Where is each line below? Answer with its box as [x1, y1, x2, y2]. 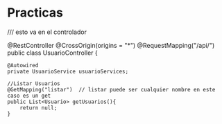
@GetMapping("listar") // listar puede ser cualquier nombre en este [7, 86, 216, 93]
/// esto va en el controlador [7, 28, 87, 36]
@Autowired [7, 62, 39, 69]
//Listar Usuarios [7, 80, 60, 87]
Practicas [7, 5, 64, 21]
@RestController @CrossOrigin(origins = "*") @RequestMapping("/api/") [7, 41, 215, 49]
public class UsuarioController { [7, 48, 99, 57]
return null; [19, 104, 58, 112]
